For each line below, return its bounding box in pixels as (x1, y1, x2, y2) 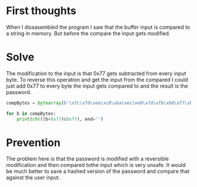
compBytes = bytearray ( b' (6, 100, 69, 106)
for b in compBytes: (6, 111, 57, 116)
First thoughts (6, 4, 77, 18)
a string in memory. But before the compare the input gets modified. (6, 29, 171, 36)
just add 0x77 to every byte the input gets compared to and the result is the (6, 82, 189, 89)
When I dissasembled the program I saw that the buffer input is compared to (6, 24, 191, 31)
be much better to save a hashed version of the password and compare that (6, 168, 190, 175)
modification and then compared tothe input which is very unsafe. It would (6, 162, 186, 169)
